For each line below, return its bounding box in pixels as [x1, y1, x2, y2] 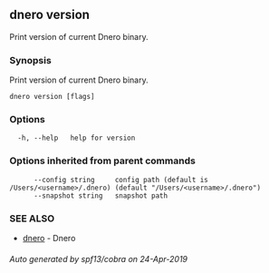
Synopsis [9, 54, 52, 66]
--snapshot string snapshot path [33, 190, 168, 200]
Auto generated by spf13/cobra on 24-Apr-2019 [9, 253, 188, 264]
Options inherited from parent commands [9, 154, 197, 167]
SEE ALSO [9, 212, 55, 225]
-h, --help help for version [17, 133, 136, 143]
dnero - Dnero [22, 233, 76, 243]
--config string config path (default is [33, 175, 208, 184]
